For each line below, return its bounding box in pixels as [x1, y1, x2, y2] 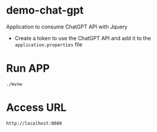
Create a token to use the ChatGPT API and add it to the [14, 34, 151, 41]
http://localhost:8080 [6, 120, 62, 126]
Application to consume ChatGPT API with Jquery [6, 23, 128, 30]
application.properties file [14, 41, 83, 48]
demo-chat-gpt [6, 4, 84, 17]
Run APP [6, 62, 50, 75]
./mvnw [6, 81, 23, 87]
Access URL [6, 101, 67, 114]
